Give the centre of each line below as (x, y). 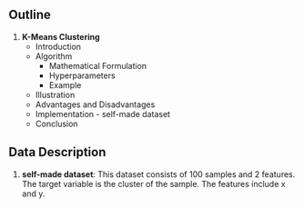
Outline (30, 15)
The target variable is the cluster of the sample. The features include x (153, 183)
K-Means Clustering (61, 36)
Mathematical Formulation (98, 65)
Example (65, 84)
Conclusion (56, 124)
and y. (33, 193)
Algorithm (54, 56)
